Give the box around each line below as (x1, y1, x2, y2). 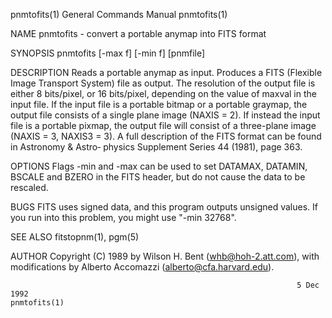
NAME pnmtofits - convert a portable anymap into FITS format (10, 28, 267, 39)
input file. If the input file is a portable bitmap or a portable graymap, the (10, 99, 308, 110)
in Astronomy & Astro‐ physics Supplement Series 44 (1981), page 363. (10, 141, 303, 153)
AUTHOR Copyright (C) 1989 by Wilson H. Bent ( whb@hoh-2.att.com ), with (10, 250, 320, 262)
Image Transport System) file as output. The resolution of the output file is (10, 77, 316, 89)
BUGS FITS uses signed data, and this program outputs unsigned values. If (10, 201, 318, 213)
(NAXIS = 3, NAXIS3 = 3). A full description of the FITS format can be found (10, 130, 322, 142)
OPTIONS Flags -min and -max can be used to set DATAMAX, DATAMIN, (10, 160, 308, 172)
